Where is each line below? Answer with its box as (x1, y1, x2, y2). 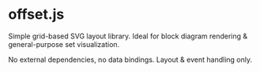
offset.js (8, 5, 65, 23)
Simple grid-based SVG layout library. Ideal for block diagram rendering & (8, 31, 248, 41)
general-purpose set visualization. (8, 39, 120, 49)
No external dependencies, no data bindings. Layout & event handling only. (8, 55, 253, 64)
